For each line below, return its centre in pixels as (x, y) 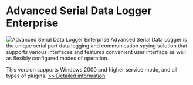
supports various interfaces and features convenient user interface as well (96, 52)
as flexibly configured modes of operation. (57, 58)
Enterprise (32, 23)
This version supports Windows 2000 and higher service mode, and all (92, 69)
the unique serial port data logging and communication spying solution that (97, 46)
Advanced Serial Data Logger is (149, 39)
